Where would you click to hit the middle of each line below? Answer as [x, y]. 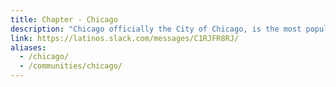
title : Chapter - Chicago [64, 19]
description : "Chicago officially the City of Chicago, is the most [156, 29]
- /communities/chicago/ [71, 66]
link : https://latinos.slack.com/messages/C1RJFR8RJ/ [125, 38]
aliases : [28, 47]
